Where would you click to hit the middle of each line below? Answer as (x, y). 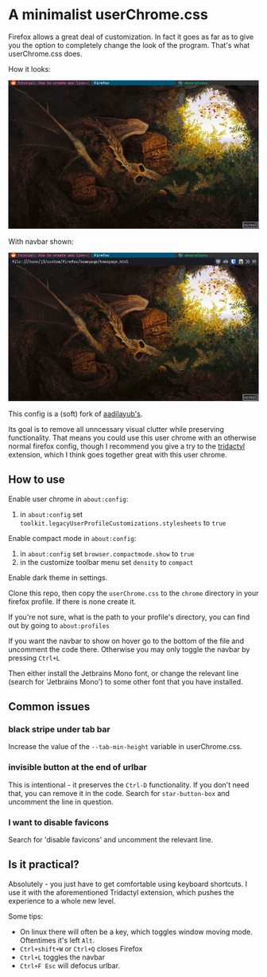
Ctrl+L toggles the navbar (62, 957)
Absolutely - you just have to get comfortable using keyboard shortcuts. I (128, 884)
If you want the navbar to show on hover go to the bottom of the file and (126, 641)
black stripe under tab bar (59, 729)
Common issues (49, 706)
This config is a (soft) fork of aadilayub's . (75, 414)
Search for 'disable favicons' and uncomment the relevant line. (111, 839)
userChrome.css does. (45, 53)
